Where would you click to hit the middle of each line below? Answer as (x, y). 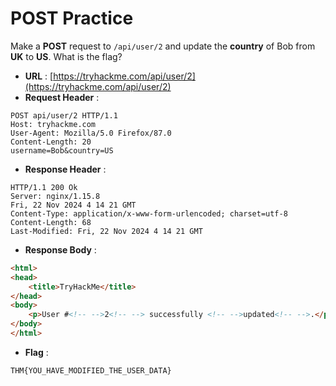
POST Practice (72, 18)
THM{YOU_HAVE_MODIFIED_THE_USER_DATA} (91, 370)
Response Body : (60, 249)
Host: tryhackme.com (53, 124)
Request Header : (62, 97)
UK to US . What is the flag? (66, 56)
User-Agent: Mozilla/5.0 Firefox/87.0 (91, 133)
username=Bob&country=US (62, 150)
